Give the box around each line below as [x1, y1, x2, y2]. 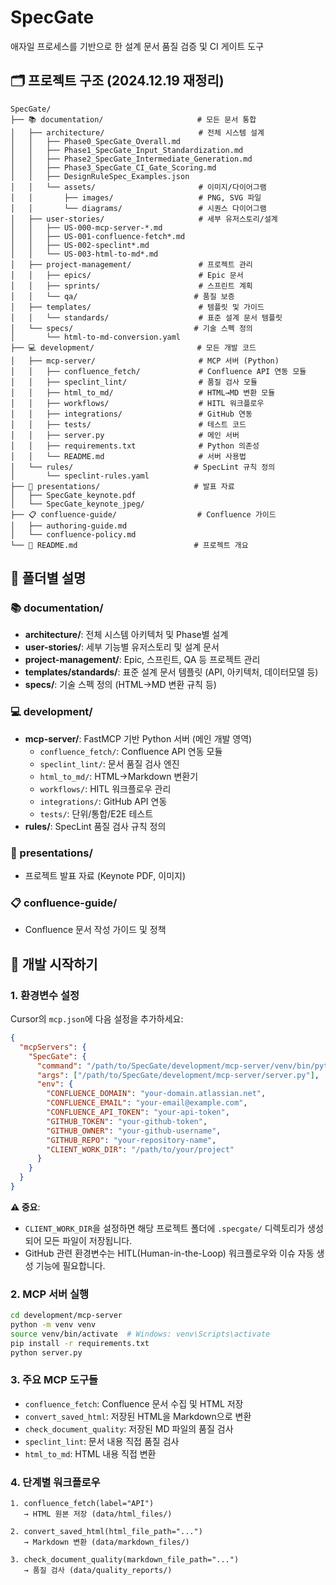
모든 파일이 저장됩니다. [43, 1234, 133, 1246]
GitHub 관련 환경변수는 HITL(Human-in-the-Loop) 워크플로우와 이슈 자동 [24, 1247, 315, 1259]
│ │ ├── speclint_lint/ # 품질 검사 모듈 [10, 377, 258, 387]
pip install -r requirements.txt [10, 1338, 150, 1348]
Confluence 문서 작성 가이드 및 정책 [24, 924, 167, 936]
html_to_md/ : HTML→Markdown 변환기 [39, 770, 199, 782]
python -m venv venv [10, 1320, 97, 1330]
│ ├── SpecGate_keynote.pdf [10, 490, 137, 500]
